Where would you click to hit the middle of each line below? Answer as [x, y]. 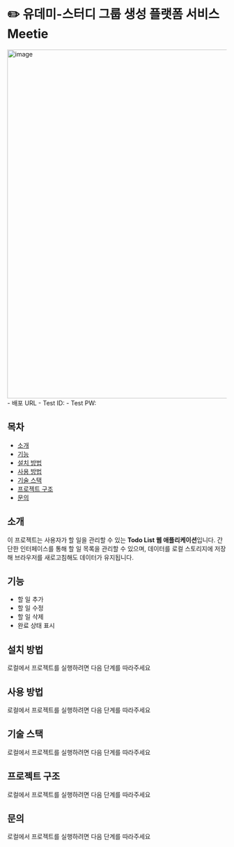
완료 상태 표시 [36, 626]
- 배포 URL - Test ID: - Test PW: [52, 403]
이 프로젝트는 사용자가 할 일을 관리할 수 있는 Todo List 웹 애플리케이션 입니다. [111, 540]
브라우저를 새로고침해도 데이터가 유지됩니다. [74, 557]
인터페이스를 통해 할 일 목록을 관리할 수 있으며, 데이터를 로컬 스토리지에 [117, 548]
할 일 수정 [30, 608]
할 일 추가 [30, 599]
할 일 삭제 [30, 617]
